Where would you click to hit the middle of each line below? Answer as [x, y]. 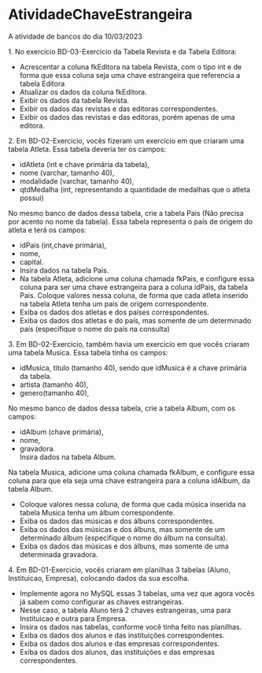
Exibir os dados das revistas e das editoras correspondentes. [119, 109]
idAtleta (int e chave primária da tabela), [84, 164]
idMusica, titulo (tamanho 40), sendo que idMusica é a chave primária [133, 367]
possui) [32, 198]
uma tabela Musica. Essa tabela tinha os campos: [88, 352]
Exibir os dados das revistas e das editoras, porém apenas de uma [127, 117]
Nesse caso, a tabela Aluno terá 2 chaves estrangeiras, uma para [125, 610]
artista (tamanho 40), [54, 385]
